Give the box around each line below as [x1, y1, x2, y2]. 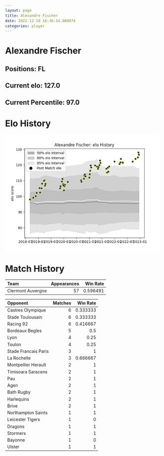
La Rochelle [7, 355, 31, 361]
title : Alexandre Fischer [5, 13, 58, 18]
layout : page [5, 8, 32, 13]
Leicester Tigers [7, 417, 40, 423]
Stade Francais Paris [7, 348, 49, 354]
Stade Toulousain [7, 314, 43, 320]
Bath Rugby [7, 389, 31, 395]
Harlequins [7, 396, 29, 402]
